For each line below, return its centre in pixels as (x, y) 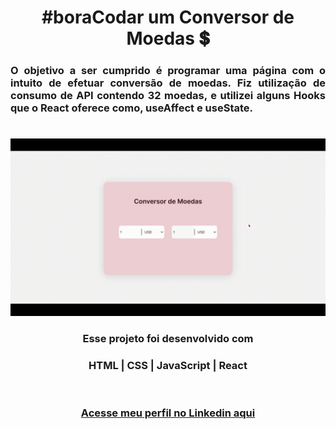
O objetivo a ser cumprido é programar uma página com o (168, 71)
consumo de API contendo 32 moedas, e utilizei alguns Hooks (168, 96)
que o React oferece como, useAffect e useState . (131, 108)
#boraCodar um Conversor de (168, 17)
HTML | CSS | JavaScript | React (168, 365)
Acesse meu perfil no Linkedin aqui (168, 413)
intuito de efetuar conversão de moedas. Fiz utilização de (168, 83)
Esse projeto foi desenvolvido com (168, 338)
